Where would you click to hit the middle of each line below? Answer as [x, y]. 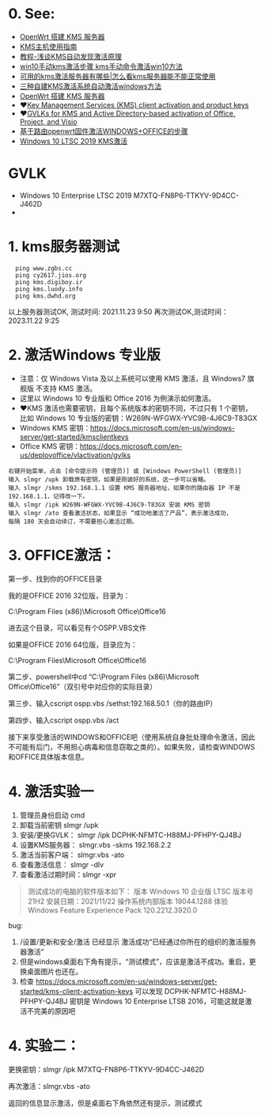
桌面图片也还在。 [55, 971]
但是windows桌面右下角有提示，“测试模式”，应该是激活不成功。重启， [134, 961]
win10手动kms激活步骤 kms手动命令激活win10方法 [101, 66]
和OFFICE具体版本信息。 [48, 757]
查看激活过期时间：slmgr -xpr [68, 874]
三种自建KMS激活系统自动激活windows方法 [91, 86]
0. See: [32, 14]
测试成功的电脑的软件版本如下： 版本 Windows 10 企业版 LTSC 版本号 [140, 891]
